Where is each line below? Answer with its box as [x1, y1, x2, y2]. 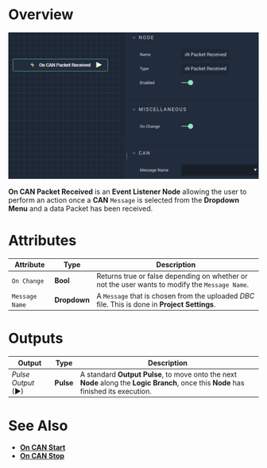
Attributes [8, 231, 77, 249]
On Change [11, 277, 44, 285]
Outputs [8, 330, 64, 347]
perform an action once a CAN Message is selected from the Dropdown [8, 195, 240, 204]
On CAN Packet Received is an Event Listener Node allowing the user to [8, 187, 247, 196]
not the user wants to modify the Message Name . [96, 280, 249, 289]
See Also [8, 416, 68, 435]
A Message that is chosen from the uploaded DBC [96, 291, 255, 300]
